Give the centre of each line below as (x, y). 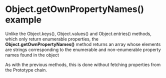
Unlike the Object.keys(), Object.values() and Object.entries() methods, (78, 33)
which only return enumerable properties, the (52, 39)
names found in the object (32, 55)
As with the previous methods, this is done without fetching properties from (83, 64)
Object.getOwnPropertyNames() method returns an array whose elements (83, 44)
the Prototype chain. (26, 70)
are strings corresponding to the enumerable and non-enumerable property (83, 49)
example (23, 20)
